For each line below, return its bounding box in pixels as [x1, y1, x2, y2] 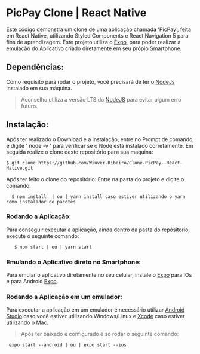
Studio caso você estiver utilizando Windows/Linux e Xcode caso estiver [6, 313, 185, 320]
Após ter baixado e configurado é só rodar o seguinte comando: [20, 331, 179, 338]
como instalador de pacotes [6, 199, 76, 205]
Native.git [6, 165, 33, 171]
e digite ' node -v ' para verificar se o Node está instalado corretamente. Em [6, 142, 194, 149]
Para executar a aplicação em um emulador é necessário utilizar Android [6, 306, 185, 313]
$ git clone [6, 160, 36, 166]
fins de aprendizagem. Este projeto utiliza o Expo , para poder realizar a [6, 38, 181, 45]
